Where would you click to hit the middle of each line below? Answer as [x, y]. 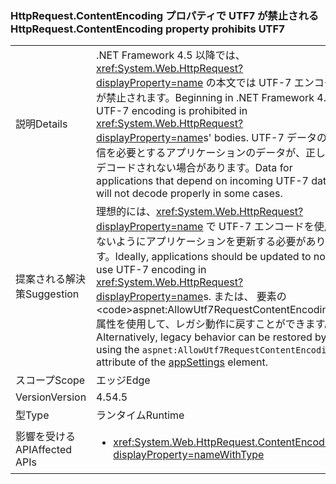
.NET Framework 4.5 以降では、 [171, 55]
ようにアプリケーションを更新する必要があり [221, 242]
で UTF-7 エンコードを [260, 227]
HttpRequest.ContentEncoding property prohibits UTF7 [147, 29]
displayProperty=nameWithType [189, 455]
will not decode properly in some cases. [189, 194]
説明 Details [41, 124]
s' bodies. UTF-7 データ [260, 138]
